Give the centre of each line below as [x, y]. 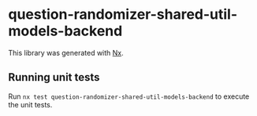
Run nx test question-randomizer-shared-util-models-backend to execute [129, 96]
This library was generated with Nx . [66, 53]
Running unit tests [54, 77]
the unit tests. [30, 104]
